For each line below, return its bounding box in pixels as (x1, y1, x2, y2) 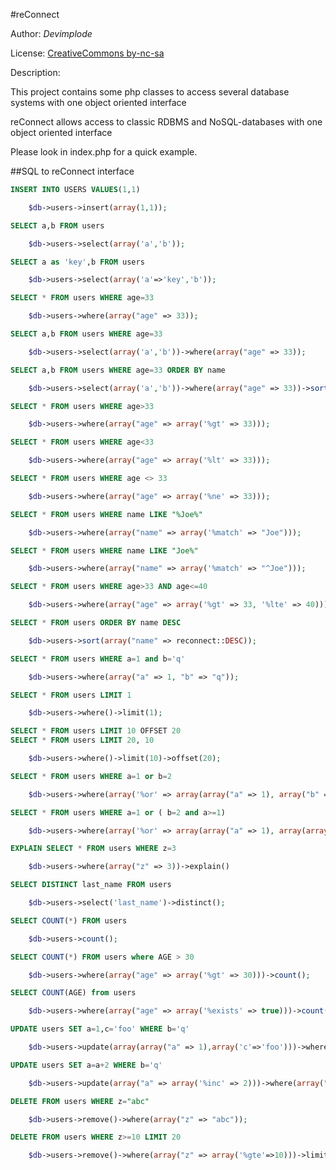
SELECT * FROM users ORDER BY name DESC (10, 618, 182, 628)
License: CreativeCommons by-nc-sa (10, 47, 165, 59)
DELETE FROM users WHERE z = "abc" (10, 1096, 150, 1106)
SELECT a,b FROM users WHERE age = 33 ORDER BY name (10, 365, 226, 375)
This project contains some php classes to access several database (10, 86, 290, 98)
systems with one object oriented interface (10, 97, 187, 108)
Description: (10, 67, 61, 78)
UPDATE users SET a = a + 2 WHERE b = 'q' (10, 1060, 163, 1070)
